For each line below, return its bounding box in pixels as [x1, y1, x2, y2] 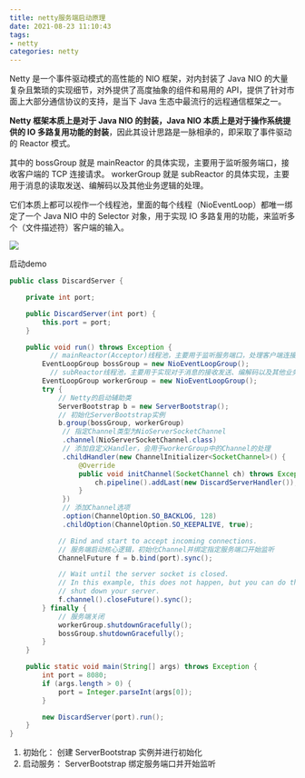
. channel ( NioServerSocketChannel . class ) [62, 435, 218, 445]
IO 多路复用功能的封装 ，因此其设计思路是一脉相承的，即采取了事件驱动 [26, 126, 292, 137]
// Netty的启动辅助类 [57, 393, 132, 403]
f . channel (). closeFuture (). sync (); [57, 595, 193, 604]
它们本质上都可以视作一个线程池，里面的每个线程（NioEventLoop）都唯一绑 [9, 199, 293, 210]
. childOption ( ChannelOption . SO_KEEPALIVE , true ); [62, 520, 254, 529]
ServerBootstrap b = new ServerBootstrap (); [57, 402, 230, 411]
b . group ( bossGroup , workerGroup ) [57, 419, 184, 428]
